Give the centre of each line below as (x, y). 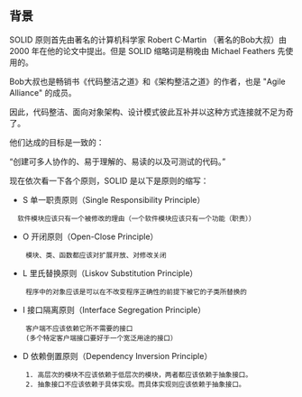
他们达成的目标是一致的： (57, 142)
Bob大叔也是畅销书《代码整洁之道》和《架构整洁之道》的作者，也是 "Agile (147, 81)
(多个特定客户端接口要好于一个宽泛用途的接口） (101, 338)
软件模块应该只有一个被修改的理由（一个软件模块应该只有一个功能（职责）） (137, 218)
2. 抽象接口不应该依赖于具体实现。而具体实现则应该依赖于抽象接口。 (136, 384)
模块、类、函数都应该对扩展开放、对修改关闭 (96, 255)
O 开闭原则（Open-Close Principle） (90, 236)
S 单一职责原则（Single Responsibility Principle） (114, 199)
